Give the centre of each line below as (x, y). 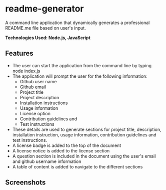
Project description (39, 97)
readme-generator (44, 9)
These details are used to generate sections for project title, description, (87, 129)
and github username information (47, 161)
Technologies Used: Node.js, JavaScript (48, 38)
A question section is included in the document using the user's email (84, 156)
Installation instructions (44, 103)
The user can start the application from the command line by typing (82, 65)
